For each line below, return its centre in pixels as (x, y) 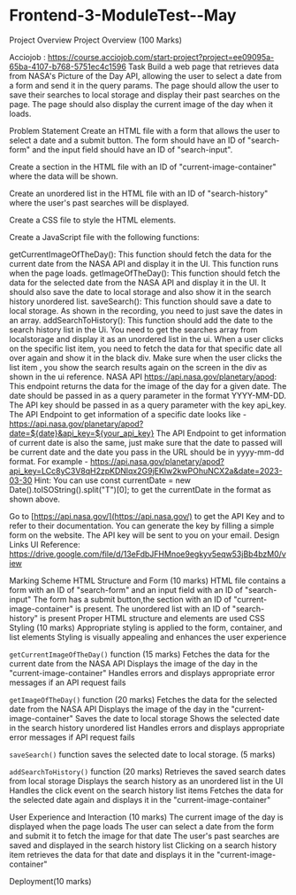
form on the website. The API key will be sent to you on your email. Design (144, 535)
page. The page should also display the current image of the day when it (141, 104)
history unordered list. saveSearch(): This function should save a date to (140, 301)
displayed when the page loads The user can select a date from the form (141, 826)
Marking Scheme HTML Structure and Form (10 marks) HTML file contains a (148, 580)
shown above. (34, 499)
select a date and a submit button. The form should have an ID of (127, 140)
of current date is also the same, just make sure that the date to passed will (146, 442)
